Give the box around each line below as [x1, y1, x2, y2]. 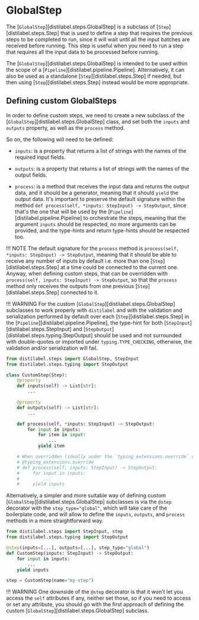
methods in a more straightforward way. [6, 517, 104, 525]
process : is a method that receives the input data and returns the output [14, 183, 190, 190]
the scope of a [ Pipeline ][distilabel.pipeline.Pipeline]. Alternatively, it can [6, 66, 185, 73]
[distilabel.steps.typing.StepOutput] [6, 331, 93, 338]
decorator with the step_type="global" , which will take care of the [6, 504, 168, 512]
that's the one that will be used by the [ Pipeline [14, 208, 131, 215]
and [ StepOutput [73, 325, 113, 333]
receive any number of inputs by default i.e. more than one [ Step [6, 257, 163, 264]
